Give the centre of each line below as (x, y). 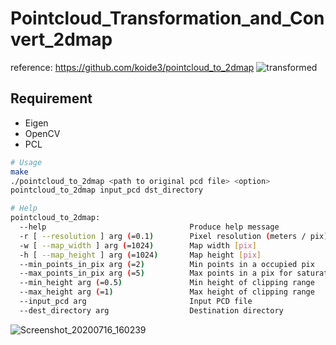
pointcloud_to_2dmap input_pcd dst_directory (106, 190)
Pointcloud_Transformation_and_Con (167, 18)
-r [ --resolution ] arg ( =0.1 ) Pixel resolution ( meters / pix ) (174, 236)
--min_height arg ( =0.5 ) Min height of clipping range (167, 283)
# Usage (26, 162)
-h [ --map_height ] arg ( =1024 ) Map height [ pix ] (140, 255)
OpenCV (42, 133)
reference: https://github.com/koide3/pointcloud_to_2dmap (132, 67)
